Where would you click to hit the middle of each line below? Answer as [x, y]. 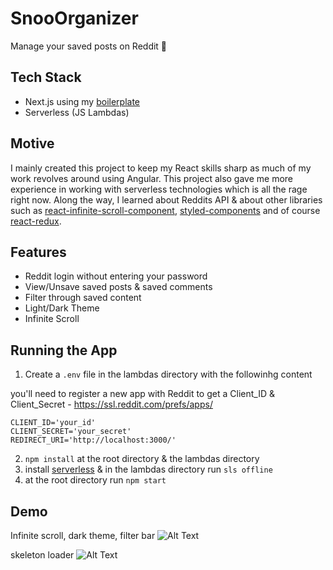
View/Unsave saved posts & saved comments [118, 287]
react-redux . [36, 221]
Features [38, 252]
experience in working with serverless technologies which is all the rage [159, 189]
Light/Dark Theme [62, 308]
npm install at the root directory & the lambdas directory [142, 459]
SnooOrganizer [74, 18]
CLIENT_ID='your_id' [53, 423]
